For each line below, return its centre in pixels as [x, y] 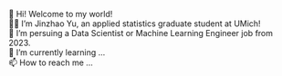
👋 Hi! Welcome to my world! [61, 14]
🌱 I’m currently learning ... [57, 52]
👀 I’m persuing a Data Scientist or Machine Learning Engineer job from [141, 33]
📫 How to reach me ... [51, 62]
